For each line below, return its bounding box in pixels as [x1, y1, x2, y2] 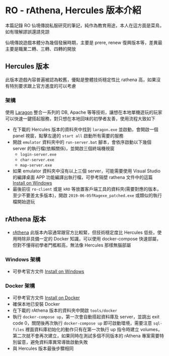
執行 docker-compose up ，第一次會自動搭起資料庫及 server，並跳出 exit [12, 314, 160, 320]
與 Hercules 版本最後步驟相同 [12, 345, 74, 351]
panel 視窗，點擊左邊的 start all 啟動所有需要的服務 [12, 133, 124, 139]
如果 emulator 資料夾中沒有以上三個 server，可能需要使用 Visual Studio [12, 168, 160, 174]
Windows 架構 [5, 256, 41, 263]
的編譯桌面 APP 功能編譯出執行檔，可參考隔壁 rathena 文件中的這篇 [12, 174, 153, 181]
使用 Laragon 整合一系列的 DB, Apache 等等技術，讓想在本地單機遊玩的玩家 [5, 110, 162, 116]
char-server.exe [20, 158, 54, 163]
